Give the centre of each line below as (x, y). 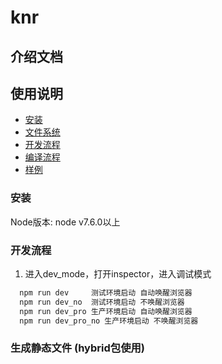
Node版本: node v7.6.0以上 (65, 222)
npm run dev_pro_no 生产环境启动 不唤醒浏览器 (109, 321)
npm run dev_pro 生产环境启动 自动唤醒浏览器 (106, 311)
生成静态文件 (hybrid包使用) (78, 348)
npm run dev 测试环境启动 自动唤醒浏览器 (106, 292)
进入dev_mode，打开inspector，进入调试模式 (118, 273)
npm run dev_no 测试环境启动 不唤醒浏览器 (102, 302)
